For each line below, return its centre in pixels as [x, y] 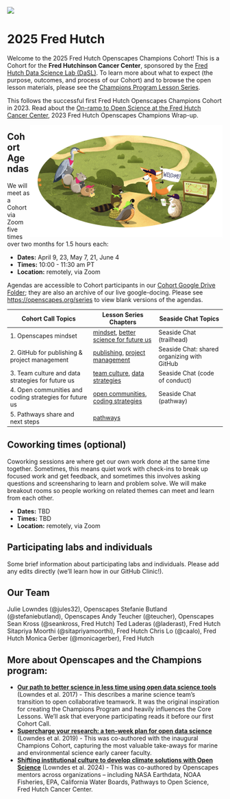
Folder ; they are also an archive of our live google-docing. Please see [105, 292]
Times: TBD [34, 518]
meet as [18, 193]
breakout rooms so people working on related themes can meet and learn [111, 490]
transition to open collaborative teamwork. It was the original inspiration [118, 702]
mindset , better [114, 332]
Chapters [123, 322]
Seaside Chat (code [186, 373]
